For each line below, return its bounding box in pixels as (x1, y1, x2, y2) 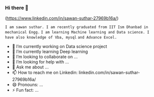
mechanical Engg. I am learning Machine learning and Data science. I (5, 30, 150, 35)
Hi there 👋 (5, 4, 29, 11)
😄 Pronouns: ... (12, 82, 44, 88)
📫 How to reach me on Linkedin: (12, 70, 78, 76)
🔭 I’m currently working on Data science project (12, 44, 108, 49)
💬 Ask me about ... (12, 64, 49, 70)
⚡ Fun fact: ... (12, 87, 39, 93)
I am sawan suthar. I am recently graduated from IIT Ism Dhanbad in (5, 25, 149, 30)
